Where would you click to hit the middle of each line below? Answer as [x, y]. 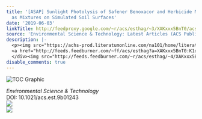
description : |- [26, 40]
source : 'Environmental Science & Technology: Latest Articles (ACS [94, 34]
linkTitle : [20, 29]
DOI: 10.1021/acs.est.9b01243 [43, 97]
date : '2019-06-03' [31, 23]
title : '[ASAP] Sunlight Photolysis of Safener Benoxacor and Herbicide [99, 12]
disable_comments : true [36, 62]
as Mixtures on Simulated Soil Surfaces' [64, 17]
